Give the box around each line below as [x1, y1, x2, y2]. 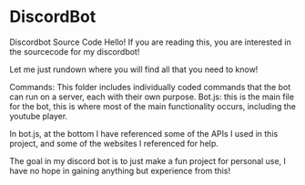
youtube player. [9, 110, 68, 121]
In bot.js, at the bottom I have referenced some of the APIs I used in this [9, 128, 279, 139]
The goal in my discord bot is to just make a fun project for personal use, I [9, 155, 287, 166]
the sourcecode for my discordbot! [9, 46, 140, 57]
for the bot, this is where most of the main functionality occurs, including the [9, 100, 297, 111]
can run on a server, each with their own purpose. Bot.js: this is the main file [9, 91, 294, 102]
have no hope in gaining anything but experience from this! [9, 165, 230, 176]
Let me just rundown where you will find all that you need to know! [9, 64, 259, 75]
